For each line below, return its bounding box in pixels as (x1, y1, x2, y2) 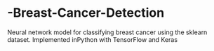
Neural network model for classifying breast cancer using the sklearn (7, 28, 208, 36)
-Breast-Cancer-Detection (7, 5, 165, 21)
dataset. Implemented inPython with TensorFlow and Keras (7, 35, 178, 43)
